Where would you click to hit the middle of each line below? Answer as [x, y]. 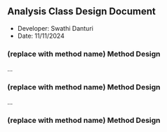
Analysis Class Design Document [81, 12]
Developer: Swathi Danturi [55, 28]
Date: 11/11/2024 [41, 36]
